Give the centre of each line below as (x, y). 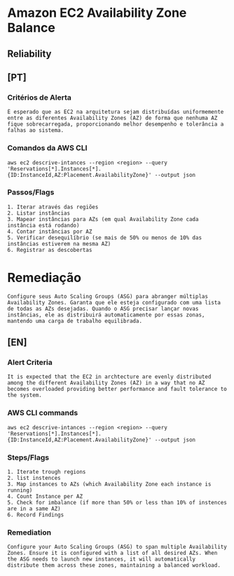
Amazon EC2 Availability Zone (97, 13)
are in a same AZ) (34, 509)
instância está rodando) (43, 225)
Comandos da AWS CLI (47, 148)
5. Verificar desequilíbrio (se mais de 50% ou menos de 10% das (104, 237)
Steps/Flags (28, 457)
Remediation (29, 533)
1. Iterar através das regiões (53, 207)
